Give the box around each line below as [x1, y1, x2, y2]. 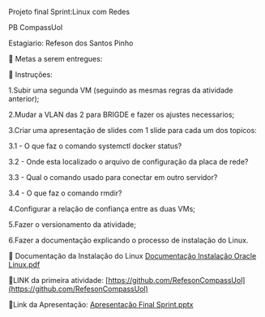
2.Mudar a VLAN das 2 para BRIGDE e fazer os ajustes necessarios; [8, 109, 235, 119]
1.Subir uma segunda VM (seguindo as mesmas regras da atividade [8, 85, 233, 95]
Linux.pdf [8, 259, 41, 269]
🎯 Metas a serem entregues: [8, 54, 103, 63]
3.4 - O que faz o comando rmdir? [8, 188, 122, 198]
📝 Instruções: [8, 70, 53, 79]
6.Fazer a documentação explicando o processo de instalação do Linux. [8, 235, 249, 245]
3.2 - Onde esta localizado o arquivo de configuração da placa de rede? [8, 157, 249, 166]
